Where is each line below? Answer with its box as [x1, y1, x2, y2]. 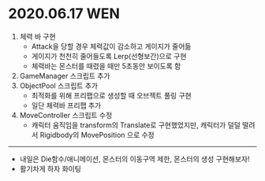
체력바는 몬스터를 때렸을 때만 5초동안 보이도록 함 [31, 61, 181, 71]
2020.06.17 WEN [8, 5, 121, 23]
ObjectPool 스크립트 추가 [19, 80, 99, 90]
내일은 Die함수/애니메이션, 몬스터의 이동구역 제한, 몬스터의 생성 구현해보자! [19, 154, 250, 164]
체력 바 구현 [19, 31, 57, 41]
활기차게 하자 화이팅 [19, 164, 81, 173]
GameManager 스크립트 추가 [19, 71, 110, 80]
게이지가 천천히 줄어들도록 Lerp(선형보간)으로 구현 [31, 51, 187, 61]
